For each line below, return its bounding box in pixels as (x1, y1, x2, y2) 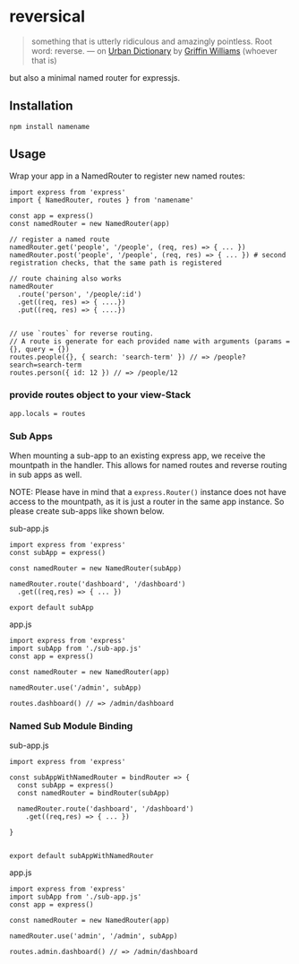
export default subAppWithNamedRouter (9, 852, 154, 861)
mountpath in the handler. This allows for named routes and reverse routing (9, 460, 287, 471)
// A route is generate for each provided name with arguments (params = (9, 336, 291, 346)
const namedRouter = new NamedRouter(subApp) (9, 564, 182, 573)
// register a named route (9, 235, 110, 244)
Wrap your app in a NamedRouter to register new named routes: (9, 170, 246, 181)
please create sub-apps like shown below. (9, 506, 165, 517)
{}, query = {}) (9, 344, 70, 353)
